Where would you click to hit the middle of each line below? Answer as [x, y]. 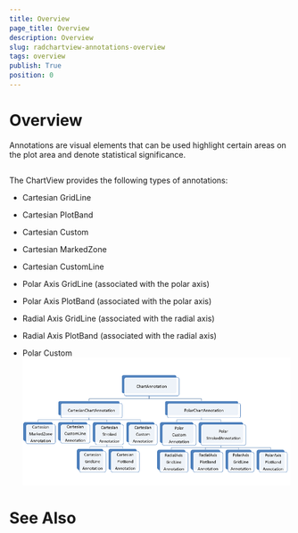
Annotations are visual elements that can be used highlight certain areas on [148, 145]
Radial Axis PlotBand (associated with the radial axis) [119, 336]
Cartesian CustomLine [63, 266]
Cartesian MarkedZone [64, 250]
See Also [43, 518]
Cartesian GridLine [57, 198]
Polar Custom [47, 353]
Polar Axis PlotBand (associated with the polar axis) [117, 301]
